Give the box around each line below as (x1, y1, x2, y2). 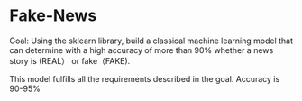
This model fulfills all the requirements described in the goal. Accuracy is (9, 73, 280, 84)
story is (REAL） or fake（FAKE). (9, 55, 131, 66)
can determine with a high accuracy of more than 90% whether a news (9, 44, 274, 55)
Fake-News (9, 5, 97, 26)
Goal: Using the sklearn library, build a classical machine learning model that (9, 35, 294, 46)
